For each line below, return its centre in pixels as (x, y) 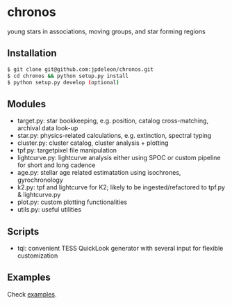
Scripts (23, 232)
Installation (32, 53)
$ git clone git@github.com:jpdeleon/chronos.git (81, 69)
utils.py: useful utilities (49, 210)
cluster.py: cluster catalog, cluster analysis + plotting (93, 143)
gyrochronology (40, 180)
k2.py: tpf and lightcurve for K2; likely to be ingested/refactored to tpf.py (121, 187)
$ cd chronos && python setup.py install (68, 76)
